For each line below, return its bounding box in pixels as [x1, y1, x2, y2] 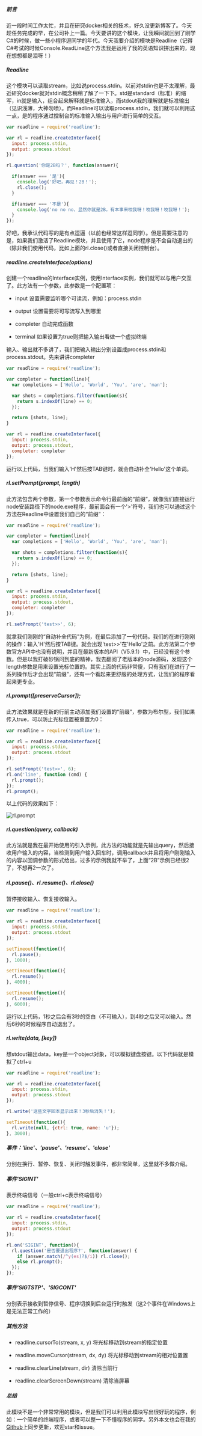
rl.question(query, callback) [6, 826, 78, 833]
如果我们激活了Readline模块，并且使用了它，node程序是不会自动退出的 [16, 237, 194, 244]
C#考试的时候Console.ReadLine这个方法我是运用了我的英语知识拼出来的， [6, 44, 191, 51]
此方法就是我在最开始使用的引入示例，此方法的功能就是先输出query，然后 [6, 842, 189, 849]
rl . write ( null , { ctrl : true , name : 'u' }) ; [11, 1125, 120, 1131]
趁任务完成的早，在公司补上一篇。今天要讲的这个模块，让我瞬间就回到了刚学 [6, 29, 196, 36]
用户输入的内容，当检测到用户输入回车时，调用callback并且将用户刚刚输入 [11, 849, 196, 856]
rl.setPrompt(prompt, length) [6, 479, 81, 486]
